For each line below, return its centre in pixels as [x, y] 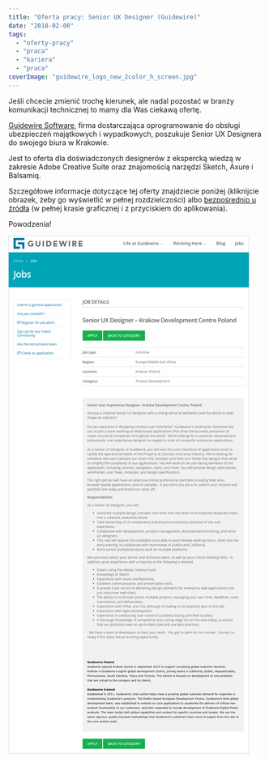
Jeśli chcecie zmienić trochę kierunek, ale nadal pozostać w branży [122, 100]
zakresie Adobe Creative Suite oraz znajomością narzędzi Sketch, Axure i [131, 167]
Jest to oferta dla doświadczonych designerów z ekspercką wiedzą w [125, 158]
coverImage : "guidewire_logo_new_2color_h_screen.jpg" [103, 77]
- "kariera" [36, 60]
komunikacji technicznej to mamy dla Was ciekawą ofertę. [105, 109]
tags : [17, 34]
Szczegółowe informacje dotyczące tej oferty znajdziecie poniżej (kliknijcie [134, 191]
